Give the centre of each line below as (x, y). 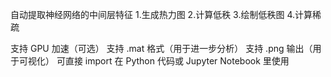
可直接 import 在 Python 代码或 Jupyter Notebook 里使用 (173, 61)
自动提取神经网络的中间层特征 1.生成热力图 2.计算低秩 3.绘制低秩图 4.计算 (161, 14)
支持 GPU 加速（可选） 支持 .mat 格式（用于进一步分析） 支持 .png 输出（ (161, 48)
